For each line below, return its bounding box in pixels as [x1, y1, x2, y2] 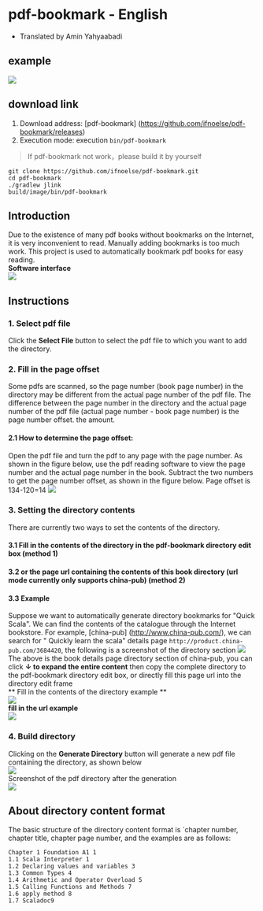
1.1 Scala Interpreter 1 [8, 856, 90, 864]
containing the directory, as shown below [8, 757, 143, 767]
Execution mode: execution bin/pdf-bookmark [19, 135, 167, 145]
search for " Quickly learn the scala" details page [8, 636, 168, 646]
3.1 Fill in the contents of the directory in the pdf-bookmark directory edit [8, 541, 252, 550]
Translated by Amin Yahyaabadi [19, 31, 123, 41]
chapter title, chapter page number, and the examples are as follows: [8, 833, 232, 843]
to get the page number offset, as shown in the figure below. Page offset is [8, 476, 250, 485]
